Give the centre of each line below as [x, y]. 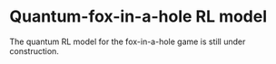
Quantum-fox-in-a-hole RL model [138, 17]
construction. [34, 50]
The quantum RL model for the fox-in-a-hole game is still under [128, 41]
